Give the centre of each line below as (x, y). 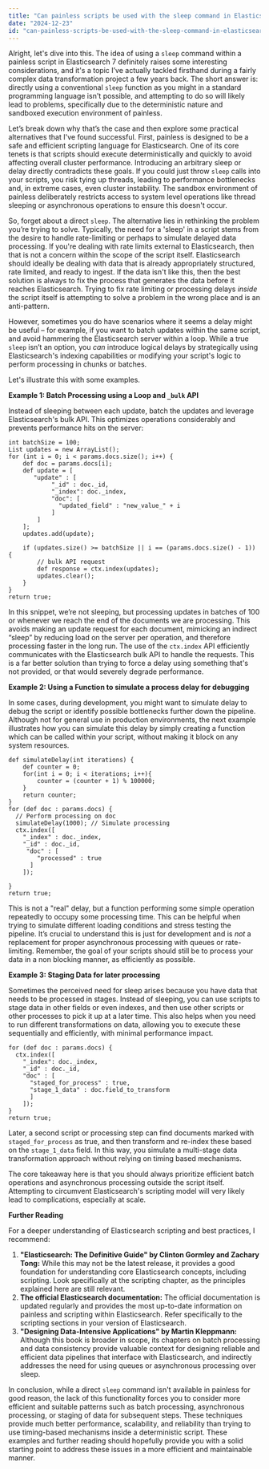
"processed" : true (70, 858)
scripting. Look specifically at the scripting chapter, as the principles (132, 1280)
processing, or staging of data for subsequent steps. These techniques (125, 1415)
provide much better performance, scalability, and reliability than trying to (130, 1424)
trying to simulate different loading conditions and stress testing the (120, 925)
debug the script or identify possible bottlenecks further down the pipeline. (132, 712)
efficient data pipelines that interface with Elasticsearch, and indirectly (136, 1357)
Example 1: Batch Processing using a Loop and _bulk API (103, 396)
